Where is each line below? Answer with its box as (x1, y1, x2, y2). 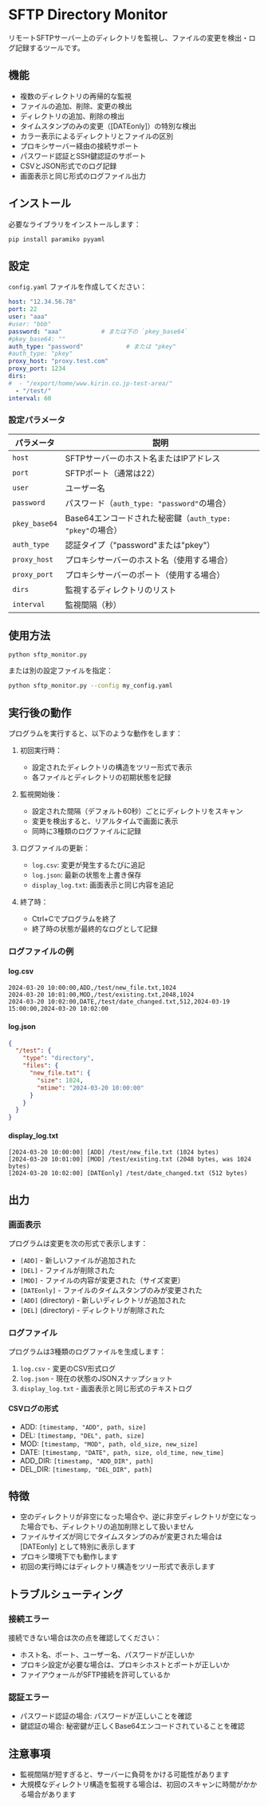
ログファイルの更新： (19, 843, 90, 853)
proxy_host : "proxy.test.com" (8, 357, 109, 365)
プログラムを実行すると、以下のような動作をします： (8, 728, 183, 739)
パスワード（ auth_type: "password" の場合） (65, 497, 231, 508)
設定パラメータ (8, 415, 66, 426)
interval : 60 (8, 394, 52, 402)
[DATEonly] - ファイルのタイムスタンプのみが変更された (19, 1286, 203, 1295)
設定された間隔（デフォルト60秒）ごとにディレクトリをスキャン (31, 806, 243, 816)
